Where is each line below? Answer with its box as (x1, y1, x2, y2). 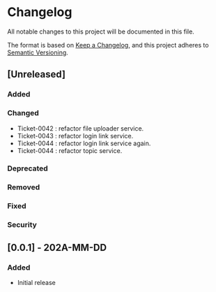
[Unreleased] (7, 68, 66, 80)
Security (7, 220, 37, 230)
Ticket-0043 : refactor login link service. (17, 131, 134, 140)
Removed (7, 182, 40, 192)
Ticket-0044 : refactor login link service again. (17, 139, 151, 147)
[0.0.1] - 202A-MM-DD (7, 242, 107, 254)
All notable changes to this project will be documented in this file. (7, 27, 195, 36)
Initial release (17, 278, 56, 286)
